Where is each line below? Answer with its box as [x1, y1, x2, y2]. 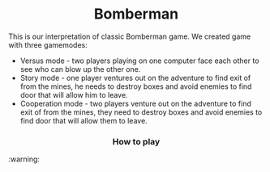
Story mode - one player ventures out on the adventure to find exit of [19, 73, 251, 82]
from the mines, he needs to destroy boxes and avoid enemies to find [19, 82, 252, 91]
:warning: [8, 154, 41, 164]
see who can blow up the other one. [19, 64, 141, 73]
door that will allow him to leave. [19, 90, 128, 99]
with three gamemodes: [8, 40, 88, 49]
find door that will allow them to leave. [19, 115, 148, 125]
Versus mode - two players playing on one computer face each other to [19, 56, 259, 65]
